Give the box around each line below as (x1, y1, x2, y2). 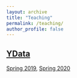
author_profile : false (6, 26, 64, 32)
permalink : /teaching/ (6, 20, 64, 26)
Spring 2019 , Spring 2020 (6, 65, 71, 72)
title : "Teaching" (6, 15, 53, 21)
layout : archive (6, 9, 47, 15)
